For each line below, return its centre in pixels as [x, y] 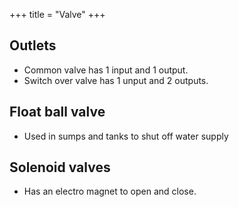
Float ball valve [57, 112]
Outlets [33, 45]
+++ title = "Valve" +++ [57, 14]
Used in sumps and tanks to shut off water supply [126, 136]
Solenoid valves [60, 167]
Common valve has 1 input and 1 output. [106, 70]
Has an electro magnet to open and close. [110, 191]
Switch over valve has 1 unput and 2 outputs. [116, 80]
